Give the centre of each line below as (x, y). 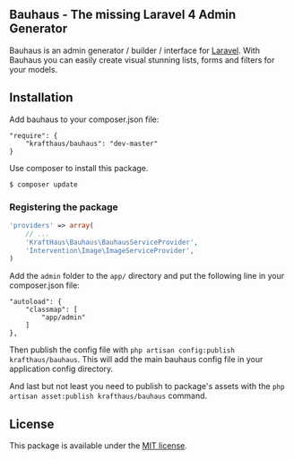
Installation (41, 98)
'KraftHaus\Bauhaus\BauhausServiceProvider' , (112, 242)
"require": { (34, 135)
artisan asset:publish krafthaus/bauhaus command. (108, 396)
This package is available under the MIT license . (99, 446)
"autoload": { (36, 302)
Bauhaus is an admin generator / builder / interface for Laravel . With (134, 50)
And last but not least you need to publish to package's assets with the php (147, 386)
